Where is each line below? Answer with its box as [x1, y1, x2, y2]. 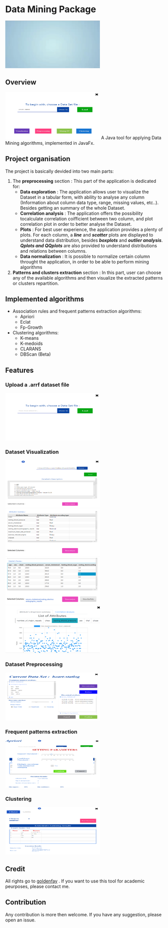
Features [5, 366, 34, 374]
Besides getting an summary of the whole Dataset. [20, 205, 126, 211]
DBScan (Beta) [20, 351, 51, 358]
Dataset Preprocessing [5, 661, 63, 668]
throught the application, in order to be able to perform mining [20, 258, 149, 264]
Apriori [20, 314, 34, 320]
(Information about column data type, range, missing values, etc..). [20, 199, 159, 206]
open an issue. [5, 917, 36, 923]
